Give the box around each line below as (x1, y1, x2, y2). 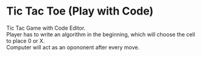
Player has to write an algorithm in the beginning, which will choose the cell (6, 30, 196, 38)
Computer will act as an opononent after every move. (6, 44, 140, 51)
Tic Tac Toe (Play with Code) (6, 4, 154, 18)
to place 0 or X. (6, 37, 45, 44)
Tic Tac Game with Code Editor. (6, 24, 86, 32)
